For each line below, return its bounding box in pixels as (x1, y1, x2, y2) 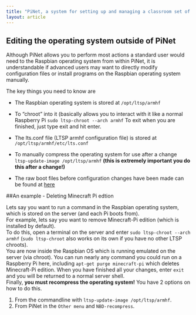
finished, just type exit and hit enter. (14, 123, 102, 130)
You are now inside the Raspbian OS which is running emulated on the (6, 247, 176, 254)
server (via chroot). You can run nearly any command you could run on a (6, 254, 182, 261)
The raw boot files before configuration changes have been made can (14, 175, 184, 182)
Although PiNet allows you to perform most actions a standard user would (6, 51, 185, 59)
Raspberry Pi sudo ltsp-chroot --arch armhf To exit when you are (14, 117, 175, 124)
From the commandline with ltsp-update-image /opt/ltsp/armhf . (14, 296, 172, 303)
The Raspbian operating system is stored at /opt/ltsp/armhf (14, 99, 161, 106)
